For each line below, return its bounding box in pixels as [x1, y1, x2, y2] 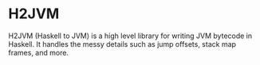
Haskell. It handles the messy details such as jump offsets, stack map [8, 39, 237, 48]
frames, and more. [8, 48, 69, 57]
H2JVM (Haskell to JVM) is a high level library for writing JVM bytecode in [8, 31, 253, 40]
